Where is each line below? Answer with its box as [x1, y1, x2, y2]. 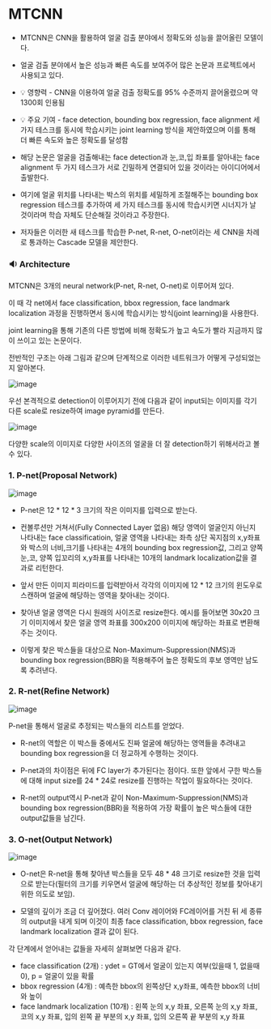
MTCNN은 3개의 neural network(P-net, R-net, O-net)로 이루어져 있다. [8, 281, 235, 291]
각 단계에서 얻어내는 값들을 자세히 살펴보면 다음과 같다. [8, 944, 181, 954]
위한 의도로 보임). [19, 889, 75, 899]
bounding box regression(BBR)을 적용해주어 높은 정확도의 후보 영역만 [19, 655, 244, 664]
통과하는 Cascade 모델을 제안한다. [28, 237, 139, 247]
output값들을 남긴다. [19, 813, 86, 822]
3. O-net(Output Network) [8, 834, 113, 845]
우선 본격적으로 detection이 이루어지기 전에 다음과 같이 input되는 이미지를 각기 [8, 396, 257, 406]
